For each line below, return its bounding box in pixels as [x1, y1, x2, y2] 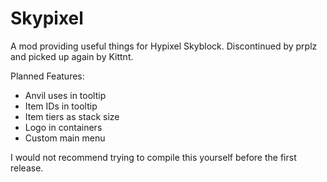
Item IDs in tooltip [24, 100, 98, 112]
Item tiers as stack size [24, 110, 120, 122]
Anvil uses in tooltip [24, 89, 107, 101]
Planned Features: [10, 70, 85, 82]
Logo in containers [24, 121, 103, 133]
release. [10, 162, 44, 174]
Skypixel [10, 7, 84, 30]
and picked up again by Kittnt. [10, 50, 134, 62]
